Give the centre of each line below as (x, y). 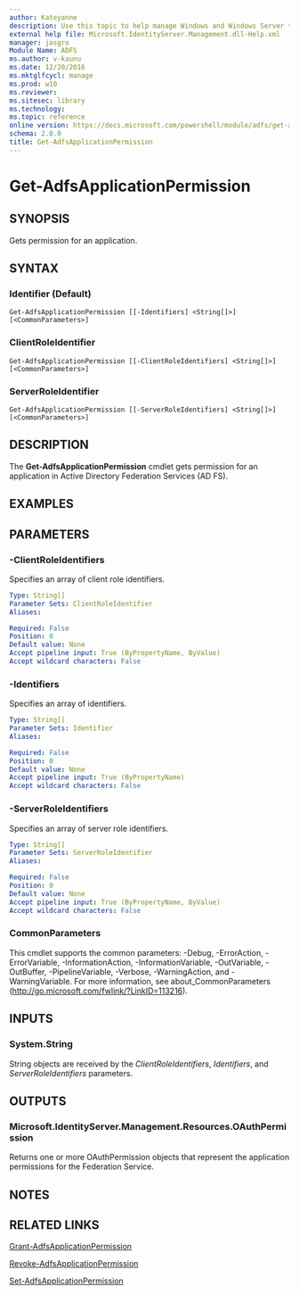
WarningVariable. (41, 981)
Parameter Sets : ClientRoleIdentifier (81, 603)
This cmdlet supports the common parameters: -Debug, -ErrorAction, (137, 952)
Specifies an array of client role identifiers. (87, 579)
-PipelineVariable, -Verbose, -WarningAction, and (139, 971)
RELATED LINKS (54, 1225)
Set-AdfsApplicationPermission (67, 1281)
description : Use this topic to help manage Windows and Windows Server (147, 26)
